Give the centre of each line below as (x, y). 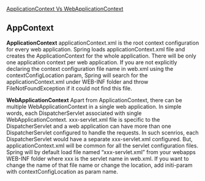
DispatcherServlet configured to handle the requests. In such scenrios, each (102, 132)
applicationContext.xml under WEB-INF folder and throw (77, 81)
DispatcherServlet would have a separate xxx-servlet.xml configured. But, (99, 139)
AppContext (30, 28)
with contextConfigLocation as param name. (62, 171)
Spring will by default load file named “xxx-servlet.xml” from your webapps (101, 152)
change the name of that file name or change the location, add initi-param (99, 165)
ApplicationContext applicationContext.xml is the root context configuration (103, 43)
